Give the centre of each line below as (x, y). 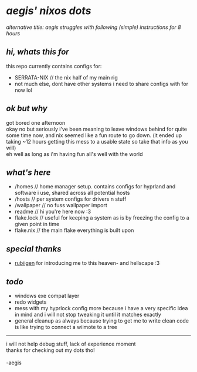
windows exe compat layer (47, 296)
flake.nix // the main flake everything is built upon (74, 230)
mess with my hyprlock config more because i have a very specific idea (101, 308)
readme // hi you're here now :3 (53, 212)
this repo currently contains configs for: (54, 66)
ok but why (27, 109)
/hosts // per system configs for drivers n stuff (70, 199)
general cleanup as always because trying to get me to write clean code (102, 321)
